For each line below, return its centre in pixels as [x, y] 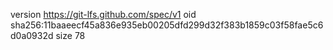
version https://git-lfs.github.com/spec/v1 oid [103, 14]
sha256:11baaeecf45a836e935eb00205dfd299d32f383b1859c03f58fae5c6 [167, 25]
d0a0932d [32, 35]
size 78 [70, 35]
